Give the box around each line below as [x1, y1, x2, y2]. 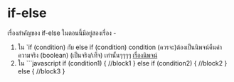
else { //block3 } [17, 66, 65, 76]
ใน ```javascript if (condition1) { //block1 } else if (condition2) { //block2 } [17, 58, 228, 67]
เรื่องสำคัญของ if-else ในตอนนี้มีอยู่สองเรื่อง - [7, 29, 117, 37]
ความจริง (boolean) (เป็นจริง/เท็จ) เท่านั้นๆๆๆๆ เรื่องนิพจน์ [17, 51, 158, 59]
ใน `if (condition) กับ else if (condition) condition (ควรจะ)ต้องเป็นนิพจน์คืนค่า [17, 43, 223, 51]
